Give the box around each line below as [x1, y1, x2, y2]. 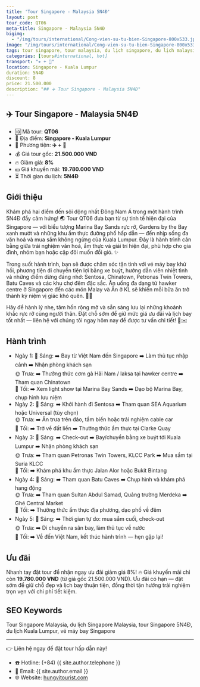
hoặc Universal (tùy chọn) [14, 409, 79, 416]
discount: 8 [6, 75, 36, 81]
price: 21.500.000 [6, 81, 52, 87]
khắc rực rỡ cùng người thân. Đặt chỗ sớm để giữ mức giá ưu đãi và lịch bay [6, 310, 192, 317]
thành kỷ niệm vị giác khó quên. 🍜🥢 [6, 292, 93, 299]
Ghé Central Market [14, 500, 64, 507]
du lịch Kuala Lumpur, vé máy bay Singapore [6, 627, 115, 635]
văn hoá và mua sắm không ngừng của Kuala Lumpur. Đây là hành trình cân [6, 236, 192, 243]
